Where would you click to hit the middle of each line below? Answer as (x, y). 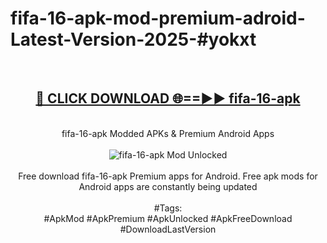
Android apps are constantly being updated (168, 186)
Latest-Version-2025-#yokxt (133, 39)
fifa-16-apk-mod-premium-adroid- (158, 18)
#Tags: (168, 208)
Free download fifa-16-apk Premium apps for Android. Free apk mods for (168, 176)
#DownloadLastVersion (168, 229)
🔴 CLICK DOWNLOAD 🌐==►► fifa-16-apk (168, 98)
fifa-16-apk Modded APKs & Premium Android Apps (168, 133)
